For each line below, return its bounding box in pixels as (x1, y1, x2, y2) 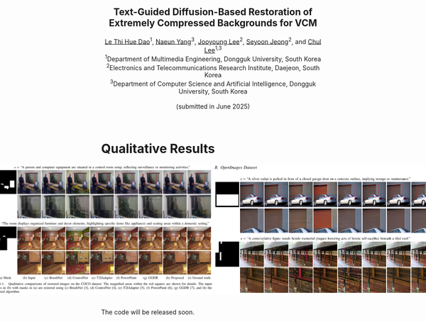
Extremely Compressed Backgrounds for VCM (109, 17, 317, 29)
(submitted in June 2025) (175, 102, 251, 111)
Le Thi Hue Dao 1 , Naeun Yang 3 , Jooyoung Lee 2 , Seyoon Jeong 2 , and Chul (104, 35, 322, 45)
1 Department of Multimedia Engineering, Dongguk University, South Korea (104, 53, 322, 63)
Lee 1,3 (204, 45, 222, 55)
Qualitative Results (101, 141, 216, 157)
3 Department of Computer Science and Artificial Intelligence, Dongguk (109, 78, 317, 88)
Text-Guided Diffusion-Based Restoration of (113, 6, 313, 18)
